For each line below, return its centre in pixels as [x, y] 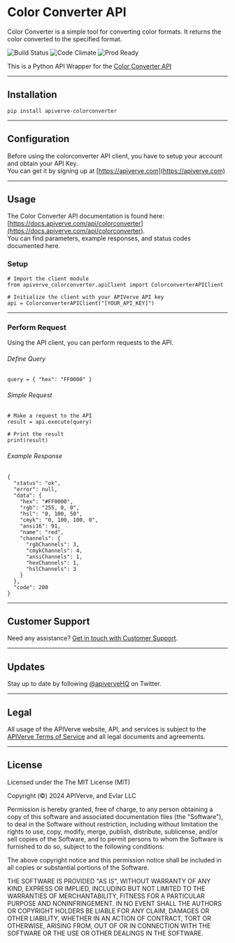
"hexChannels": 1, [52, 563]
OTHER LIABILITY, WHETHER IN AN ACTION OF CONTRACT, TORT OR [109, 918]
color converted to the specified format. [65, 39]
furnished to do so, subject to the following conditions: [86, 846]
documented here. [34, 246]
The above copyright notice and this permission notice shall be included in [114, 860]
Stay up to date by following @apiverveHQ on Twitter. [85, 684]
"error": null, [36, 489]
